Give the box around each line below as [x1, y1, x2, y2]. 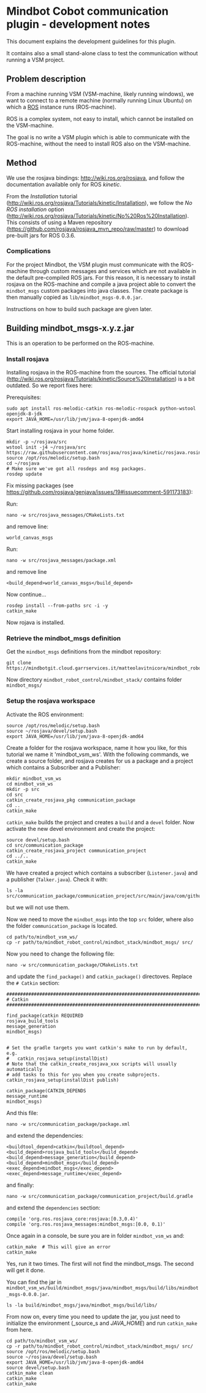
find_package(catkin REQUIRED [6, 1013, 84, 1019]
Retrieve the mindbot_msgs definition [6, 634, 121, 642]
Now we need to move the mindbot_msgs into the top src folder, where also [6, 916, 194, 923]
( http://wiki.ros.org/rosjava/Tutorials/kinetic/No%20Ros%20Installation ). [6, 212, 189, 219]
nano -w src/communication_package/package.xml [6, 1121, 131, 1127]
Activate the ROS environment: [6, 711, 84, 718]
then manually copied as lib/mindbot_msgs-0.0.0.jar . [6, 293, 143, 301]
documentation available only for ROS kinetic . [6, 180, 121, 188]
